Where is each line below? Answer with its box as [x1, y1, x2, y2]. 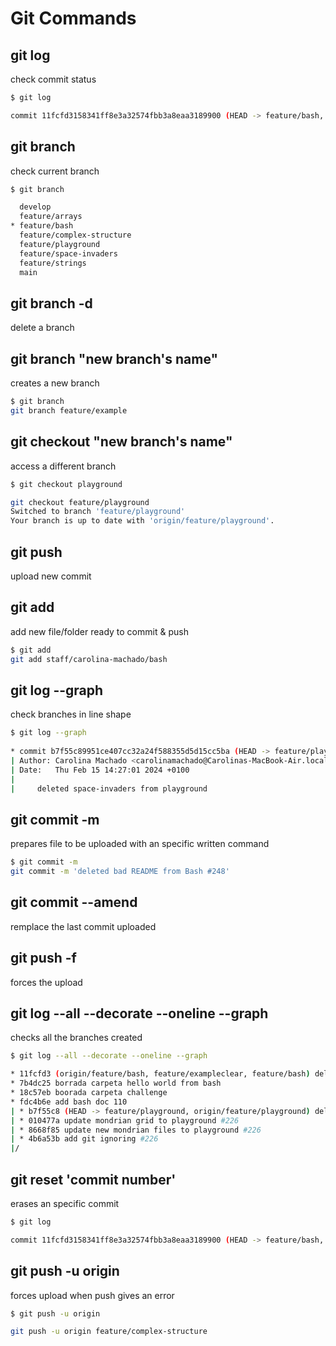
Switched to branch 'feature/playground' [10, 507, 186, 517]
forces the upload [10, 976, 83, 988]
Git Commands [10, 7, 137, 30]
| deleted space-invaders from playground [10, 783, 208, 794]
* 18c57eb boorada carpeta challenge [10, 1088, 168, 1098]
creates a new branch [10, 377, 100, 389]
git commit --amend [10, 894, 138, 911]
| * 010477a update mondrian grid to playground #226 [10, 1115, 240, 1126]
